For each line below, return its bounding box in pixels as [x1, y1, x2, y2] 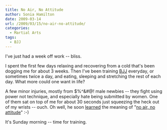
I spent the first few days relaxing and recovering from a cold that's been [5, 63, 155, 68]
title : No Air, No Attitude [5, 7, 64, 12]
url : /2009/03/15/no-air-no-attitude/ [5, 21, 86, 26]
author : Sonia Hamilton [5, 12, 55, 17]
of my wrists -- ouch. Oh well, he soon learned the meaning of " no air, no [5, 104, 156, 110]
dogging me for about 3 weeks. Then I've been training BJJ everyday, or [5, 68, 154, 74]
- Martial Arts [9, 30, 41, 35]
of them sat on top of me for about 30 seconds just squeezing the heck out [5, 99, 160, 105]
